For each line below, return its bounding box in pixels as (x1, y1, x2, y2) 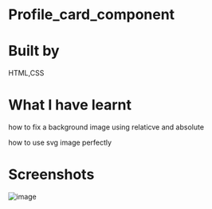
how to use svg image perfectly (8, 137, 112, 148)
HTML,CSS (8, 68, 45, 78)
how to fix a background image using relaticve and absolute (8, 122, 205, 132)
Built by (8, 42, 60, 60)
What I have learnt (8, 96, 132, 114)
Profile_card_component (8, 6, 175, 24)
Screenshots (8, 165, 95, 184)
